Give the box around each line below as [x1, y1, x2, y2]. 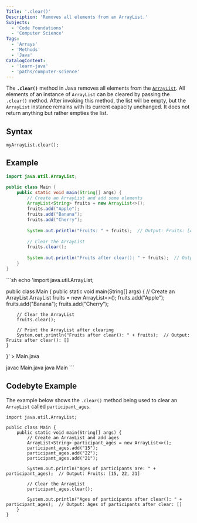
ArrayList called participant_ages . [6, 403, 91, 410]
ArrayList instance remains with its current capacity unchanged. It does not [6, 103, 190, 110]
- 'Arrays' [11, 42, 38, 47]
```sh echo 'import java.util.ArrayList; [6, 276, 94, 283]
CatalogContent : [6, 57, 46, 63]
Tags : [6, 36, 19, 42]
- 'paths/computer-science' [11, 69, 80, 74]
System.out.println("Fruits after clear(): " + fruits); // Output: [16, 332, 191, 338]
